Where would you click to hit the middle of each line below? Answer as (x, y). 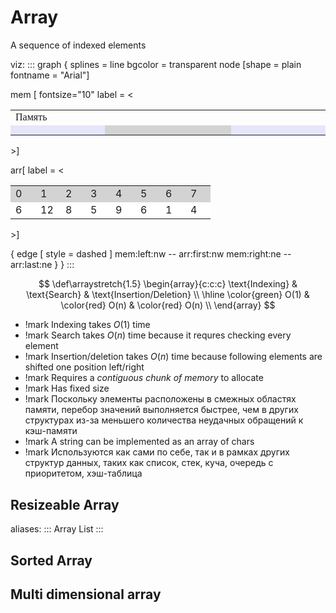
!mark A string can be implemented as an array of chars (139, 442)
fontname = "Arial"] (50, 75)
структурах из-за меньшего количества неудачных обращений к (164, 420)
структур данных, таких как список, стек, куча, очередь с (149, 463)
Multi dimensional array (86, 594)
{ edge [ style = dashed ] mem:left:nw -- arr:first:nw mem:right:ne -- (151, 254)
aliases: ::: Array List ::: (57, 529)
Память (31, 117)
